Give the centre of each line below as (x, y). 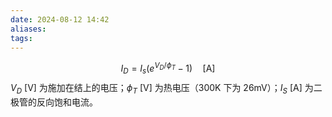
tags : (21, 38)
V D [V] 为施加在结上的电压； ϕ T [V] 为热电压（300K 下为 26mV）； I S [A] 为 (162, 88)
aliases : (28, 29)
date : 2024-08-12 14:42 (60, 19)
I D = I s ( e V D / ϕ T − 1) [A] (168, 68)
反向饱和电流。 (67, 102)
